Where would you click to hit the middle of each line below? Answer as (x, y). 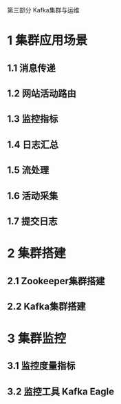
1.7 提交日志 (32, 221)
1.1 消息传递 (32, 68)
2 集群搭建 (37, 254)
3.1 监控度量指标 (41, 366)
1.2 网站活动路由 (42, 93)
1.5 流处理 (28, 170)
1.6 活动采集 (33, 196)
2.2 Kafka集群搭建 (46, 306)
